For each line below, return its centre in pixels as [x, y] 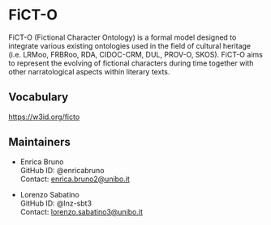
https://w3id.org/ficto [44, 117]
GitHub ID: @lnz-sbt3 [56, 203]
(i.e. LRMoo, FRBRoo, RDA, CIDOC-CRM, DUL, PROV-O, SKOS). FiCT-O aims [136, 54]
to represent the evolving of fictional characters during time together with [131, 63]
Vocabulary [39, 98]
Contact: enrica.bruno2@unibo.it [75, 179]
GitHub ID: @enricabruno [62, 170]
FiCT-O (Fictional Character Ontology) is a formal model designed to [123, 37]
